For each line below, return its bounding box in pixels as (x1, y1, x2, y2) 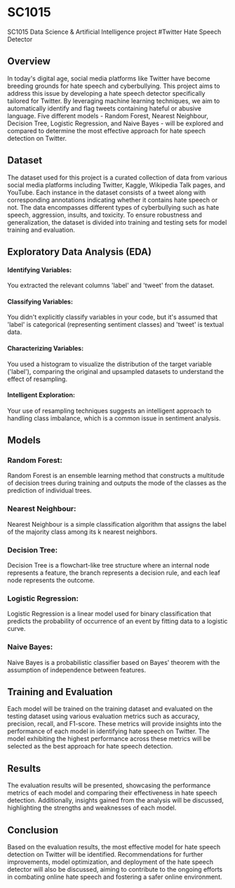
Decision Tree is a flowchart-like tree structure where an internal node (7, 561, 210, 570)
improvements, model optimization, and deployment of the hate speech (7, 858, 214, 866)
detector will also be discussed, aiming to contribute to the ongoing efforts (7, 865, 223, 874)
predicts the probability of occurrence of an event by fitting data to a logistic (7, 617, 228, 625)
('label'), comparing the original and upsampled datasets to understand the (7, 367, 224, 375)
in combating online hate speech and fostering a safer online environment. (7, 873, 222, 881)
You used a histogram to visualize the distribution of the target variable (7, 360, 212, 368)
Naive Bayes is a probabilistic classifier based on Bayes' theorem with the (7, 658, 220, 666)
